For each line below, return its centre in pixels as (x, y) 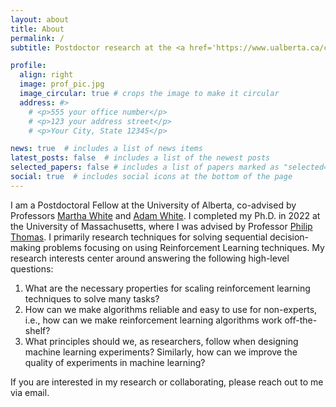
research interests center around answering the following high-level (150, 258)
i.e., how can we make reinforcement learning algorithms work (153, 320)
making (26, 247)
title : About (37, 29)
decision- (289, 237)
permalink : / (37, 38)
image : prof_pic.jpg (62, 84)
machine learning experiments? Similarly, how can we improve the (161, 352)
